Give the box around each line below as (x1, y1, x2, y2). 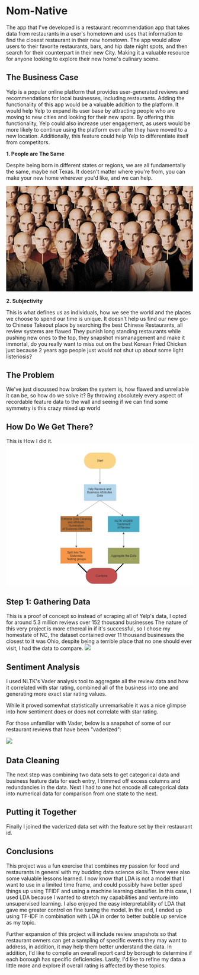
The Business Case (6, 72, 79, 82)
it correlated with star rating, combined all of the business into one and (6, 684, 179, 692)
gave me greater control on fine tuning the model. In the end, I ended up (6, 906, 182, 913)
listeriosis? (6, 353, 33, 360)
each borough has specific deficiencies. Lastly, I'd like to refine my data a (6, 955, 185, 963)
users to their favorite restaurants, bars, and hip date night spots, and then (6, 43, 188, 50)
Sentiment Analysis (6, 662, 80, 672)
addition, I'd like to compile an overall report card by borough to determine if (6, 949, 192, 956)
